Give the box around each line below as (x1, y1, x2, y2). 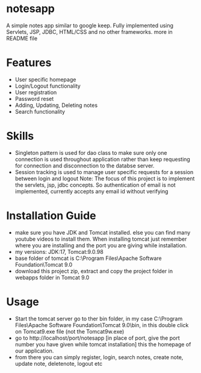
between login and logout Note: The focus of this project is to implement (14, 175, 195, 182)
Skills (6, 129, 34, 143)
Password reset (14, 95, 54, 102)
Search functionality (14, 108, 65, 115)
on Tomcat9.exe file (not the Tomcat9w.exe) (14, 328, 125, 335)
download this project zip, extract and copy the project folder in (14, 267, 173, 274)
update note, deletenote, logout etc (14, 360, 103, 367)
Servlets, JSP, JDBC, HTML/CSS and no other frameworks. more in (6, 28, 173, 35)
